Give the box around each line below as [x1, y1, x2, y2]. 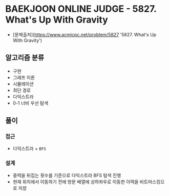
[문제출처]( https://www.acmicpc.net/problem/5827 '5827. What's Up [12, 31, 157, 37]
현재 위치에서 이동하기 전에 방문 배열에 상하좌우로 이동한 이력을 [12, 179, 139, 185]
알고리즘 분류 [5, 53, 45, 62]
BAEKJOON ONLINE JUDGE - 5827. [5, 3, 157, 15]
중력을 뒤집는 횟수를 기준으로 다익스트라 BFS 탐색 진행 [12, 172, 121, 178]
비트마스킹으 [139, 179, 165, 185]
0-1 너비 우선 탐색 [12, 100, 49, 106]
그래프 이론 [12, 74, 35, 80]
